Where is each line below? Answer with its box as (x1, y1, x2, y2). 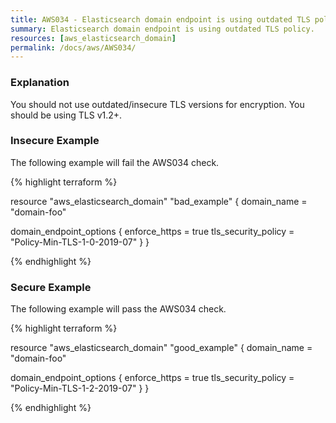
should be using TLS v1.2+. (10, 109, 123, 121)
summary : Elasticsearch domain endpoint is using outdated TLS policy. (10, 24, 315, 34)
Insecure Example (10, 134, 100, 148)
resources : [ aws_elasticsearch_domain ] (10, 33, 177, 43)
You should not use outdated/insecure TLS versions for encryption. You (10, 98, 305, 110)
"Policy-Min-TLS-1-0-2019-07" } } (10, 236, 150, 248)
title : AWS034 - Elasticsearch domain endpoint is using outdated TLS (10, 14, 311, 25)
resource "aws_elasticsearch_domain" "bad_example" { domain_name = (10, 195, 308, 207)
